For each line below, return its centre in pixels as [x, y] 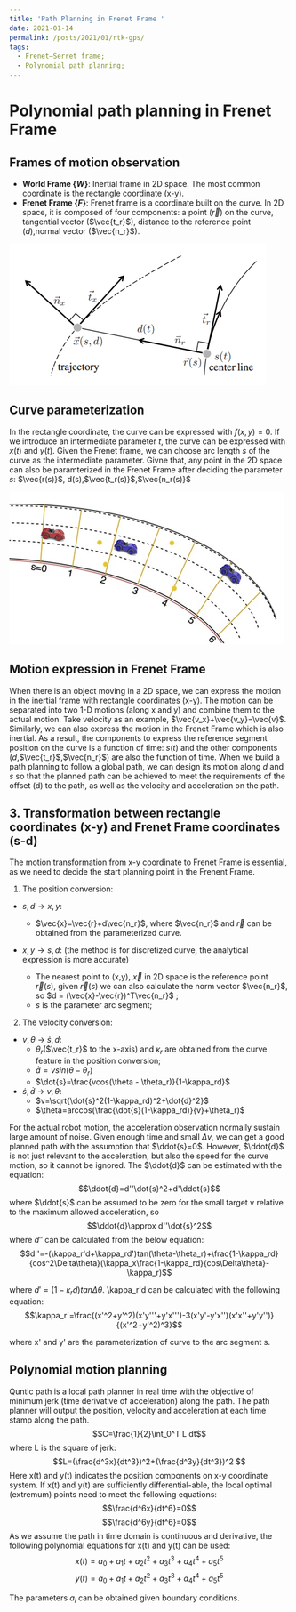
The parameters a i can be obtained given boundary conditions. [124, 1599]
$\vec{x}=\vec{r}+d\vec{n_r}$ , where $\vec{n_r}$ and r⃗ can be [154, 923]
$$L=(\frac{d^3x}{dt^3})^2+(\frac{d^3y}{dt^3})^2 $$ [149, 1461]
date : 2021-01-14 [41, 28]
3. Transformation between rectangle [115, 814]
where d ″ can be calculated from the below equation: [107, 1240]
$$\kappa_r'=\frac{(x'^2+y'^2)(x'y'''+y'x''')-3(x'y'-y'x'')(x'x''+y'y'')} [149, 1315]
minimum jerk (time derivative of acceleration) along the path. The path [140, 1400]
